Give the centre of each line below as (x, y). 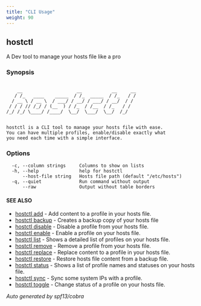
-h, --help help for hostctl (67, 171)
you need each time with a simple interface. (64, 138)
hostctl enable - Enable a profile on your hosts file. (78, 233)
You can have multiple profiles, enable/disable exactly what (86, 133)
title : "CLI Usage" (31, 12)
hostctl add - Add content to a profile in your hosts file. (83, 214)
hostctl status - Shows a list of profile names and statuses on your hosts (105, 265)
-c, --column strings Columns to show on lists (78, 165)
